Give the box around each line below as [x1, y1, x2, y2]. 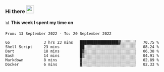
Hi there [5, 8, 25, 15]
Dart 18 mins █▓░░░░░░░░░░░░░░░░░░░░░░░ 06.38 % [5, 49, 159, 54]
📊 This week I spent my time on [5, 20, 74, 26]
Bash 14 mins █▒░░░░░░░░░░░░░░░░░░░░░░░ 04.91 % [5, 53, 159, 58]
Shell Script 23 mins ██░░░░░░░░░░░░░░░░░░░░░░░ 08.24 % [5, 44, 159, 50]
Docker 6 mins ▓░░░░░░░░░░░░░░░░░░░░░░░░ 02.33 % [5, 62, 159, 67]
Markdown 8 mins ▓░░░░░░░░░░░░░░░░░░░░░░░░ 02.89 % [5, 58, 159, 63]
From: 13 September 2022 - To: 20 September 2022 [5, 31, 112, 36]
